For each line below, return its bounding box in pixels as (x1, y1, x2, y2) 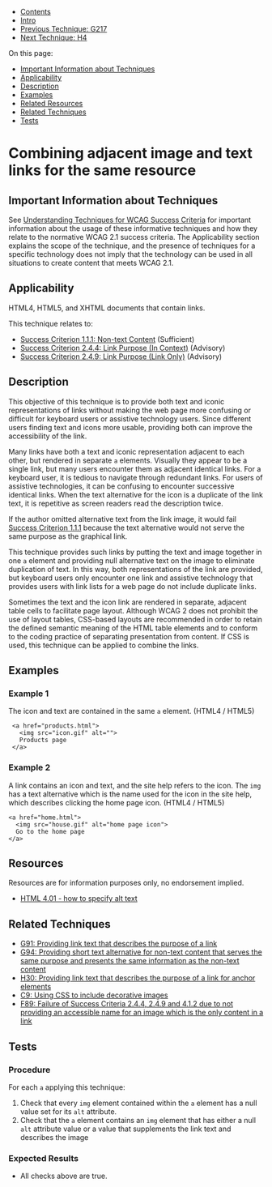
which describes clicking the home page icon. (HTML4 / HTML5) (8, 797, 225, 807)
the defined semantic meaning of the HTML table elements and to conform (8, 623, 258, 633)
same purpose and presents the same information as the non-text (19, 956, 240, 966)
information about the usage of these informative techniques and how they (8, 224, 257, 233)
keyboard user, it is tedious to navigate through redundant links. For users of (8, 472, 263, 482)
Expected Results (8, 1152, 79, 1164)
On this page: (8, 49, 53, 58)
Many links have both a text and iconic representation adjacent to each (8, 446, 245, 456)
